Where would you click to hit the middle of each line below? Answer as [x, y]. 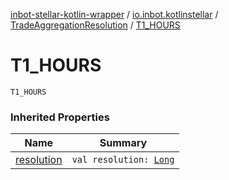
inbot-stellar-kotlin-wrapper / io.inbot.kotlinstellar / [114, 14]
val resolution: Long [123, 160]
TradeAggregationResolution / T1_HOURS [95, 25]
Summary [123, 143]
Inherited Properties [60, 117]
